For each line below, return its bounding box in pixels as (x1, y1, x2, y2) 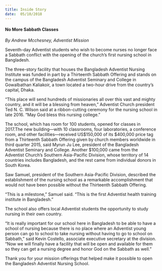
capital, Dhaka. (5, 87, 35, 92)
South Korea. (5, 162, 31, 168)
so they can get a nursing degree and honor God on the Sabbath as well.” (5, 246, 152, 252)
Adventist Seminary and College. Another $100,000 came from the (5, 147, 138, 152)
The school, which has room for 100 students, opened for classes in (5, 121, 141, 127)
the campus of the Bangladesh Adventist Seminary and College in (5, 76, 137, 82)
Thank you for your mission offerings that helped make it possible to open (5, 255, 153, 261)
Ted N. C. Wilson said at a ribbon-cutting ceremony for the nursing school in (5, 106, 158, 112)
